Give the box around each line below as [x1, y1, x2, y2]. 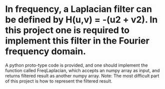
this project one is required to [5, 25, 130, 36]
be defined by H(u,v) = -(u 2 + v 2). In [5, 14, 158, 25]
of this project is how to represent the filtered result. [5, 78, 112, 84]
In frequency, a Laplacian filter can [5, 3, 152, 15]
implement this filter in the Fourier [5, 35, 150, 47]
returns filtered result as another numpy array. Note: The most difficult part [5, 73, 159, 79]
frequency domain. [5, 46, 86, 57]
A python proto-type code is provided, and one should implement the [5, 62, 148, 68]
